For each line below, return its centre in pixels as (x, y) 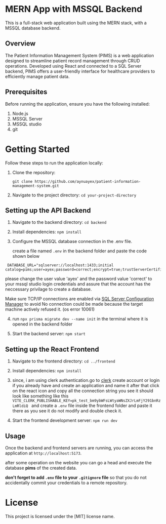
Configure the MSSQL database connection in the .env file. (72, 242)
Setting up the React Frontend (52, 349)
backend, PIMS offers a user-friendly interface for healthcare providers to (80, 71)
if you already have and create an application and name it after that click (86, 386)
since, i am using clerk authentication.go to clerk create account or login (86, 380)
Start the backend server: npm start (49, 334)
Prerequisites (26, 92)
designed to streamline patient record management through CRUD (73, 61)
